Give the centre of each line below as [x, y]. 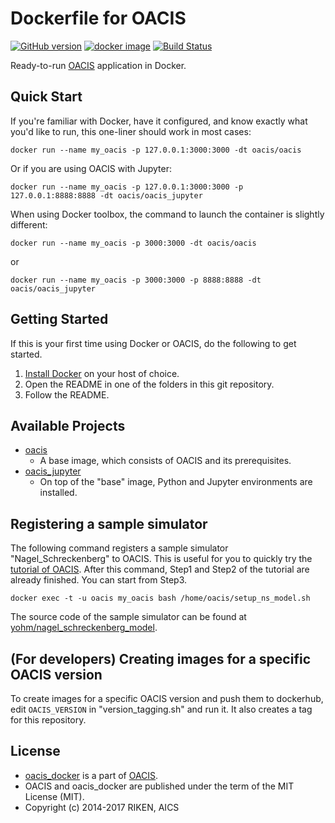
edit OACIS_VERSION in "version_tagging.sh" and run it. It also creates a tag [161, 709]
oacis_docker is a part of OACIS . [91, 775]
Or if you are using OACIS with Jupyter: [91, 168]
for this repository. [48, 720]
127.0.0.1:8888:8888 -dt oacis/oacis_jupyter [106, 195]
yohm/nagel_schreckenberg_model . [84, 628]
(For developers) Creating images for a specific [160, 658]
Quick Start [46, 97]
